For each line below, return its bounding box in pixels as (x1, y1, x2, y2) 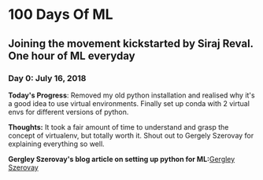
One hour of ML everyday (8, 49, 135, 62)
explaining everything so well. (8, 139, 105, 149)
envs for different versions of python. (8, 107, 129, 116)
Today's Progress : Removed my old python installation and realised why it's (8, 90, 255, 100)
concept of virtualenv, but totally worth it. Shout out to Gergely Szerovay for (8, 130, 254, 140)
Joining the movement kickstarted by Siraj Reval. (8, 37, 254, 50)
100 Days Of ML (8, 6, 113, 24)
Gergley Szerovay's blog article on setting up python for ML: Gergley (8, 154, 235, 163)
